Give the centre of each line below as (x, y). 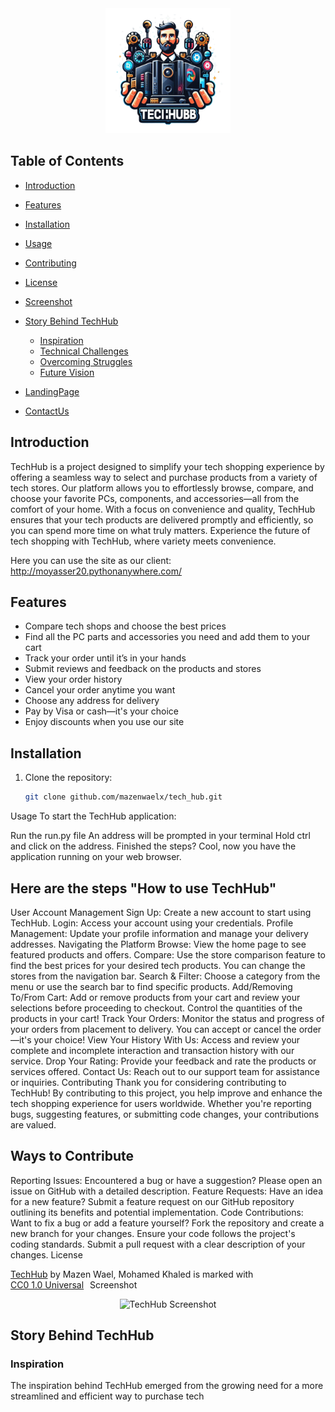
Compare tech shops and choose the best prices (125, 626)
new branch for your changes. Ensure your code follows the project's (153, 1233)
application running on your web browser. (96, 857)
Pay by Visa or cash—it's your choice (102, 711)
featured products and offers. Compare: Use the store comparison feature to (168, 954)
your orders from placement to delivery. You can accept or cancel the (153, 1029)
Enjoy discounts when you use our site (104, 722)
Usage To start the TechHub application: (93, 816)
